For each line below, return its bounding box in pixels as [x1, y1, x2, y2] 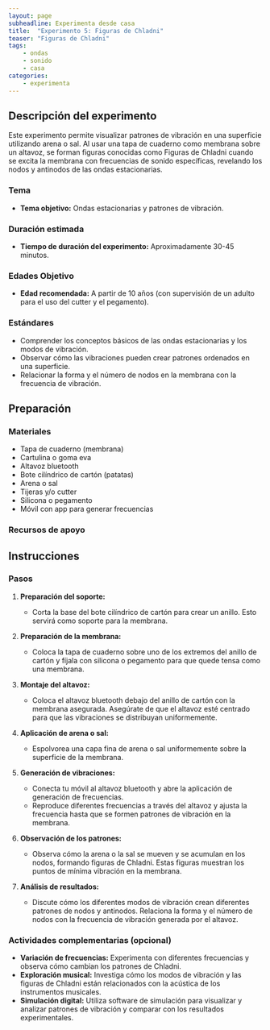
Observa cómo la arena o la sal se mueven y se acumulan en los [31, 849, 246, 858]
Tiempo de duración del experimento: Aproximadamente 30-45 [19, 241, 235, 251]
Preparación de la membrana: [19, 631, 122, 641]
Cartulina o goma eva [19, 453, 92, 463]
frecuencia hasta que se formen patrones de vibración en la [31, 809, 231, 819]
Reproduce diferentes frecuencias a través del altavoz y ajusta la [31, 800, 247, 810]
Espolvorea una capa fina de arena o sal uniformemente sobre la [31, 743, 247, 754]
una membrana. [31, 664, 85, 674]
